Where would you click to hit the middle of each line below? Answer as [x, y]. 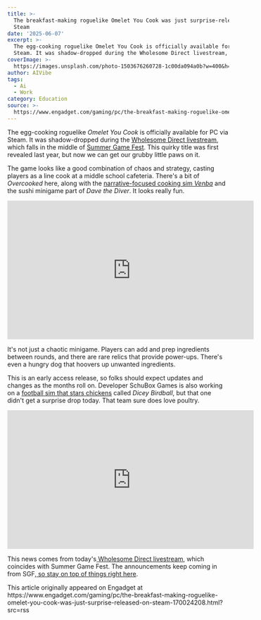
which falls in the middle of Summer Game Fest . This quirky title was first [113, 147]
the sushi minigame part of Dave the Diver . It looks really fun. [96, 190]
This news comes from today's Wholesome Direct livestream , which [106, 559]
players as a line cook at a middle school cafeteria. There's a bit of [103, 175]
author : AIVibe [30, 73]
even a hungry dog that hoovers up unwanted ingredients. [91, 364]
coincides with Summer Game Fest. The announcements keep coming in [112, 566]
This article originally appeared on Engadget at [75, 587]
